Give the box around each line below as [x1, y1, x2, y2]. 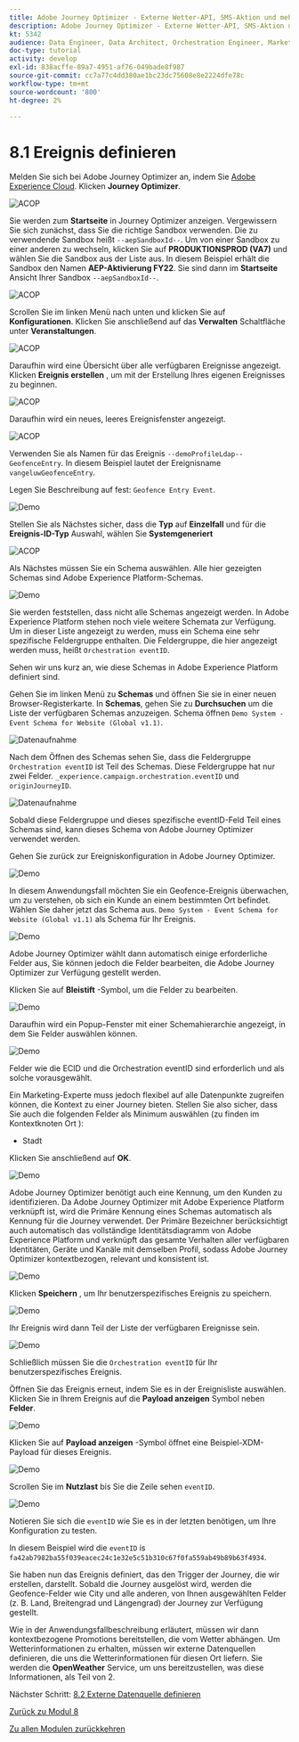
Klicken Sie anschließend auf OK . [9, 1153, 132, 1164]
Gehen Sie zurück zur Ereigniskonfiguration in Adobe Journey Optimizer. [9, 851, 276, 862]
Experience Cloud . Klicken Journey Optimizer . [9, 181, 181, 192]
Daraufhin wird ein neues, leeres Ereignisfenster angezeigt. [9, 413, 227, 424]
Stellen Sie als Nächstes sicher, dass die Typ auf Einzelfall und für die [9, 519, 267, 530]
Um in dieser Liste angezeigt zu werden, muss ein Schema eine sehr [9, 626, 261, 637]
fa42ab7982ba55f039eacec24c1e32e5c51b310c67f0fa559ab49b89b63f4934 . [9, 1552, 267, 1563]
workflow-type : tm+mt [9, 79, 90, 88]
